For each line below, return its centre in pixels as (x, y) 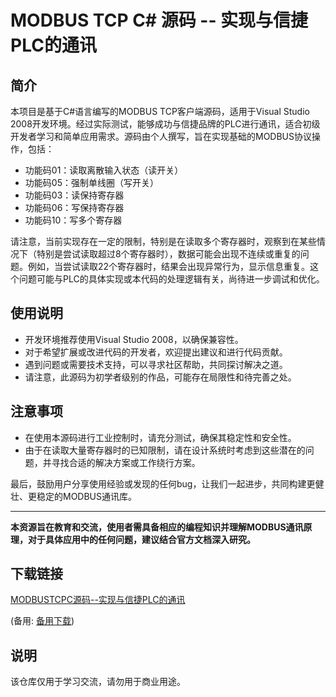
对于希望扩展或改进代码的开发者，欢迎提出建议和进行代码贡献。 (156, 352)
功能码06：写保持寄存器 (74, 207)
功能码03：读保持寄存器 (74, 195)
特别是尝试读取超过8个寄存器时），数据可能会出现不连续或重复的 (168, 254)
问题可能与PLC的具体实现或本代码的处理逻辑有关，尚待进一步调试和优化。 (171, 279)
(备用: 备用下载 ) (42, 621)
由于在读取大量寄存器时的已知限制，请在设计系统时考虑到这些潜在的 (165, 450)
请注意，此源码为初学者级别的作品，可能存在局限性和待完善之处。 (160, 377)
